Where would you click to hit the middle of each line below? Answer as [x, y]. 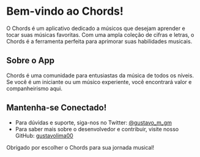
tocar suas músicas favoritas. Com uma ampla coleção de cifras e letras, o [100, 34]
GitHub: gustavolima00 [44, 136]
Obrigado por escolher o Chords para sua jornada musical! [80, 147]
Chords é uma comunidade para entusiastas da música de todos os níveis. [100, 75]
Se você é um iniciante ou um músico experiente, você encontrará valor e [99, 82]
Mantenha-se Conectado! [57, 108]
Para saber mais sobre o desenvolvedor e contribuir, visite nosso [97, 129]
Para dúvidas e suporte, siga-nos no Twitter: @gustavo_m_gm [94, 122]
